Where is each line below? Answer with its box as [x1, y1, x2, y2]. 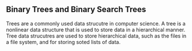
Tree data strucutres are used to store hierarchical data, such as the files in [6, 32, 187, 39]
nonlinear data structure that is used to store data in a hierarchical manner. [6, 26, 186, 33]
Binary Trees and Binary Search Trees [6, 5, 146, 14]
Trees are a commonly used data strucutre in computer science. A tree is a [6, 20, 186, 27]
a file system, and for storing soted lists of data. [6, 38, 121, 45]
